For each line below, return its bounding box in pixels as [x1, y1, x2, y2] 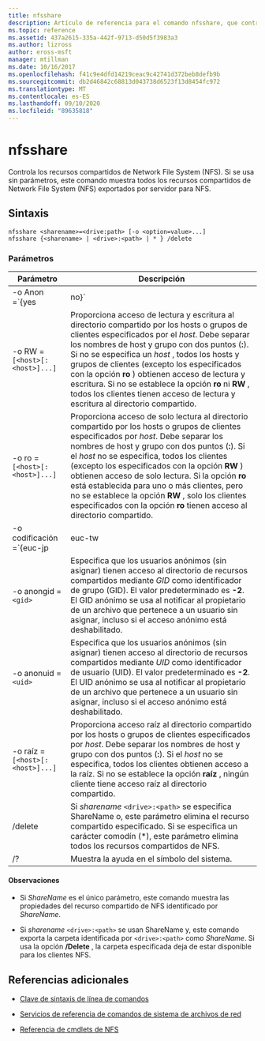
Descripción [138, 273, 185, 284]
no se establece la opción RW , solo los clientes [70, 490, 247, 502]
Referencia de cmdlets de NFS [19, 1024, 119, 1035]
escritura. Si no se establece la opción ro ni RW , [70, 378, 250, 389]
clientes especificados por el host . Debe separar [70, 329, 250, 340]
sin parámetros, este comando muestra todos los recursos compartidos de [8, 175, 251, 185]
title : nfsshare [8, 11, 62, 20]
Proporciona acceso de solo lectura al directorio [70, 412, 248, 423]
